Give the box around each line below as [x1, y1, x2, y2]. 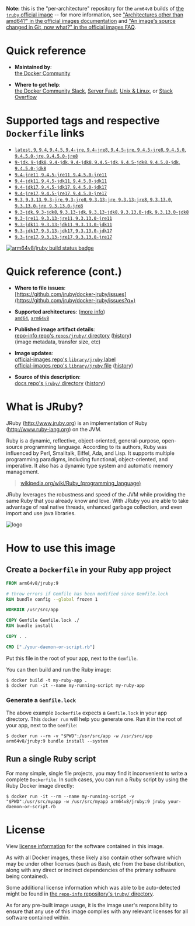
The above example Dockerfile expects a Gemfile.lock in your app [6, 709, 168, 717]
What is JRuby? [6, 400, 83, 413]
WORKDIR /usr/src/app [6, 607, 59, 613]
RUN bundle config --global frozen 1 [6, 596, 98, 602]
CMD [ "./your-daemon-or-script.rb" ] [6, 644, 95, 650]
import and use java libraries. [6, 509, 76, 516]
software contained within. [6, 914, 70, 921]
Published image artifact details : [14, 325, 95, 333]
